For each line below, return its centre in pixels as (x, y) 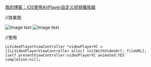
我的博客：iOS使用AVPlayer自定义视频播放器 (50, 7)
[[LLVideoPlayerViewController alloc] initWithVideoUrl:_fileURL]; (76, 51)
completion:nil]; (23, 60)
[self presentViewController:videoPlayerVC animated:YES (65, 55)
